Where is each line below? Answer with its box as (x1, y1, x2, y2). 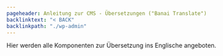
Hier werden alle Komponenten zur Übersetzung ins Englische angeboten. (6, 42, 217, 50)
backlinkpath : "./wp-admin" (6, 23, 87, 29)
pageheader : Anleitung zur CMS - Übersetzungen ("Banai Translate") (6, 10, 207, 17)
